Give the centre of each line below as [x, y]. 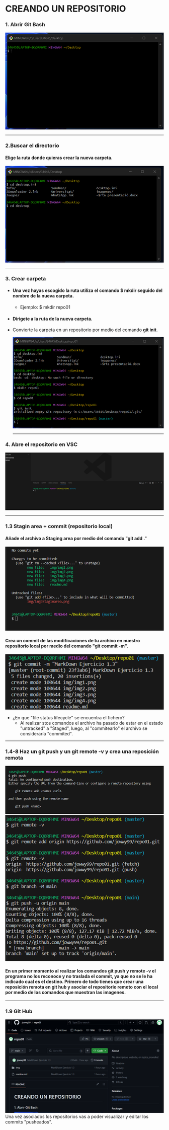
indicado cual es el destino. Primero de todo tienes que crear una [74, 982]
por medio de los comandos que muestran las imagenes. [66, 992]
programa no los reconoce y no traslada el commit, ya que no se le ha [79, 976]
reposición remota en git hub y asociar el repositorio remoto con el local [82, 987]
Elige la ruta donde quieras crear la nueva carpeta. [59, 158]
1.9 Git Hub [19, 1011]
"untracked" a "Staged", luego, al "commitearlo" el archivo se [83, 728]
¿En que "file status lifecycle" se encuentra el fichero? [68, 718]
